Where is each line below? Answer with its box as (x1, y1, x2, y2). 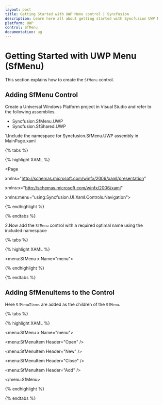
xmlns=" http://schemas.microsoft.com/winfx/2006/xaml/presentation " (5, 175, 147, 181)
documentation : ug (5, 30, 42, 34)
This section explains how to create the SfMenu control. (5, 77, 114, 82)
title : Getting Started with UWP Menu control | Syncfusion (5, 12, 130, 16)
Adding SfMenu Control (5, 91, 78, 99)
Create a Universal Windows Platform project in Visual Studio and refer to (5, 104, 152, 109)
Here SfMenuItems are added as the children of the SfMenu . (5, 301, 120, 307)
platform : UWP (5, 20, 34, 26)
